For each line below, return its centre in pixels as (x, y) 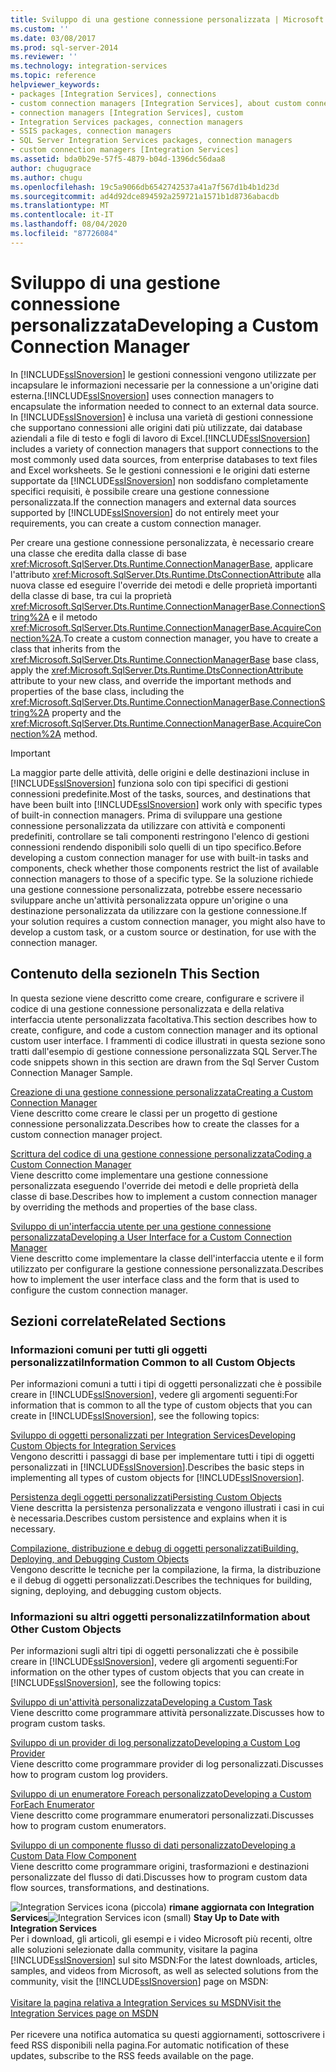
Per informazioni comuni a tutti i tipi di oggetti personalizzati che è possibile (166, 1384)
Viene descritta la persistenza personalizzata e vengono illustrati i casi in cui (167, 1508)
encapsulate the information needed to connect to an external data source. (165, 406)
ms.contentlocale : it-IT (62, 215)
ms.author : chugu (46, 177)
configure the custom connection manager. (99, 1290)
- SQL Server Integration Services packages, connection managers (151, 141)
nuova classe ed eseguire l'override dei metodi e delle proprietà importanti (164, 585)
